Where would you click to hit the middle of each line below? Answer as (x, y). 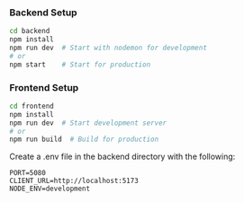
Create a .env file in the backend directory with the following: (122, 157)
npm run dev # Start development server (88, 123)
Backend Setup (44, 13)
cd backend (30, 31)
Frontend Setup (44, 87)
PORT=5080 (28, 173)
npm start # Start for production (80, 65)
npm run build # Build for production (84, 140)
